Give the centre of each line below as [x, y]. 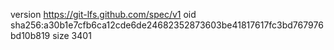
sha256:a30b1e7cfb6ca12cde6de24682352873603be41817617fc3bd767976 [167, 25]
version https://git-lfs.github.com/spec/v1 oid [103, 14]
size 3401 [72, 35]
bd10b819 [30, 35]
